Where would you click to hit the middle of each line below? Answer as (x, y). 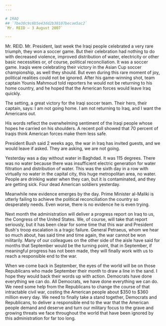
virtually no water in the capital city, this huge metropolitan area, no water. (81, 174)
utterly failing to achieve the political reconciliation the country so (72, 199)
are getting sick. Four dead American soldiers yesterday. (63, 185)
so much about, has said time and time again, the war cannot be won (76, 235)
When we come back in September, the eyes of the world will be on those (81, 266)
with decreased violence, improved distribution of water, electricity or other (82, 57)
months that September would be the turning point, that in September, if (79, 246)
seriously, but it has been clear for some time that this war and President (79, 225)
